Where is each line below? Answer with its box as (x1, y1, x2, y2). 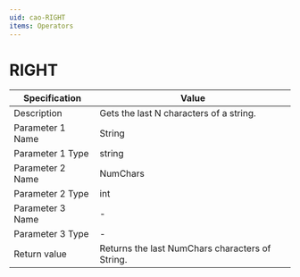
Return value (13, 248, 67, 260)
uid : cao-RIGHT (9, 13, 66, 22)
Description (13, 107, 62, 120)
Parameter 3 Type (13, 228, 89, 240)
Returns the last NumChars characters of (99, 242, 271, 255)
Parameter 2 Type (13, 188, 89, 200)
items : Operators (9, 21, 74, 30)
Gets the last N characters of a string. (99, 107, 256, 120)
